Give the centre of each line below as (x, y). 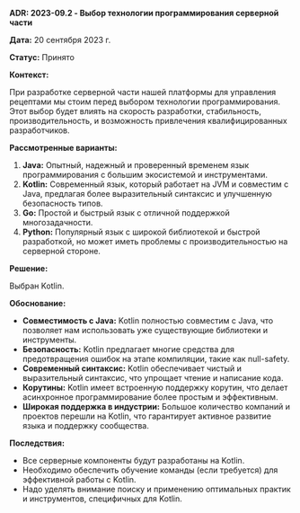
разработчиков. (40, 130)
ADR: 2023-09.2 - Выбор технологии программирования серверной (144, 13)
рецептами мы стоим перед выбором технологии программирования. (145, 102)
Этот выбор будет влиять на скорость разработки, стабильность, (136, 111)
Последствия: (37, 443)
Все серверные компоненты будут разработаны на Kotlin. (133, 460)
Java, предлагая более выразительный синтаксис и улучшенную (147, 194)
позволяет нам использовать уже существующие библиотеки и (145, 330)
